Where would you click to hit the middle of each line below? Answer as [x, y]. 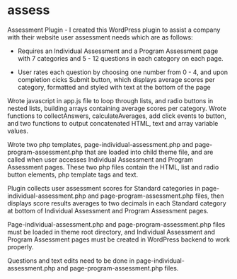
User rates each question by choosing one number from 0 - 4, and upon [123, 72]
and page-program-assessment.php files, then [156, 196]
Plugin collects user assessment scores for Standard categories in [104, 188]
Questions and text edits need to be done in [71, 261]
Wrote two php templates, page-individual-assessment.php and [100, 144]
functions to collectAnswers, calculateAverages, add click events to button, [117, 116]
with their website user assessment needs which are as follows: [100, 37]
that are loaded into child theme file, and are [149, 152]
